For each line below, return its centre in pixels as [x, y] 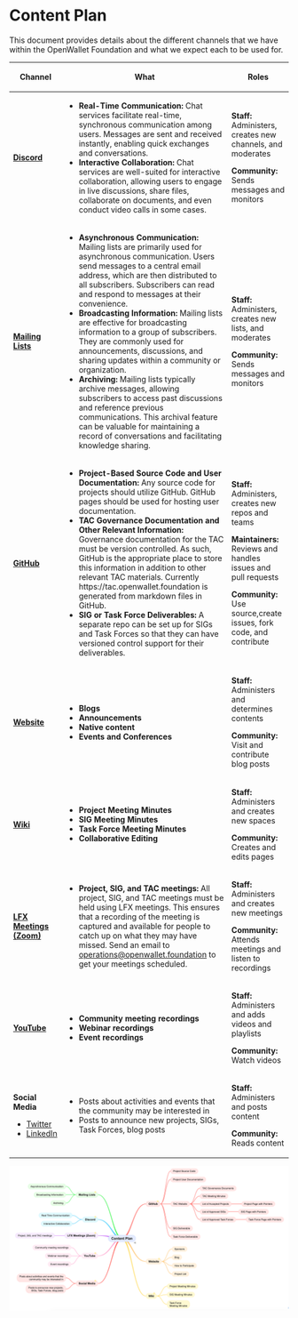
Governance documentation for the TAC [151, 540]
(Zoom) [27, 936]
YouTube [30, 1028]
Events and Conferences [125, 736]
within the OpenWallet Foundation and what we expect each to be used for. [146, 49]
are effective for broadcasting [133, 322]
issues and [251, 568]
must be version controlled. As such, [145, 549]
